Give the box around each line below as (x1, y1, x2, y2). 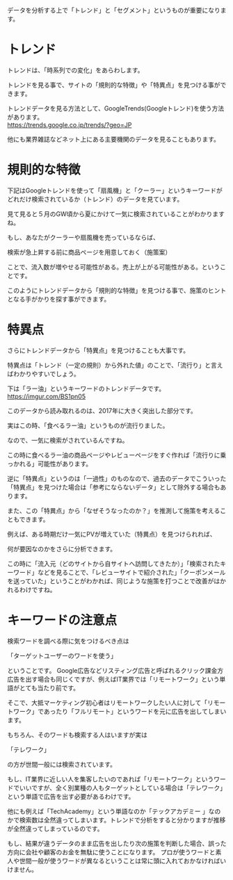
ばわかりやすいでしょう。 (7, 369, 80, 377)
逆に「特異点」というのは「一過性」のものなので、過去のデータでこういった (7, 474, 227, 482)
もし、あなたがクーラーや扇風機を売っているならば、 (7, 233, 160, 241)
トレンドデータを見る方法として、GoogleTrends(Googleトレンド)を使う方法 (7, 104, 225, 113)
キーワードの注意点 (7, 612, 118, 628)
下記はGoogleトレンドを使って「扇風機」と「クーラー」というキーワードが (7, 186, 223, 195)
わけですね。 (19, 585, 56, 594)
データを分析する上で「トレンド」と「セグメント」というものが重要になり (7, 6, 220, 14)
